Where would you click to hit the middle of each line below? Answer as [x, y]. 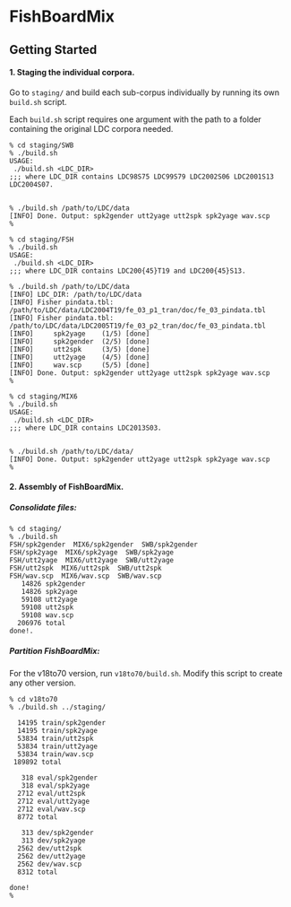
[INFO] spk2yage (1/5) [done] [80, 334]
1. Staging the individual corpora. [72, 73]
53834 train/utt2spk [56, 739]
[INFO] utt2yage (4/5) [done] [80, 357]
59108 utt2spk [47, 607]
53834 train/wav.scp [56, 754]
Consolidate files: [43, 507]
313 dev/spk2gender [57, 833]
